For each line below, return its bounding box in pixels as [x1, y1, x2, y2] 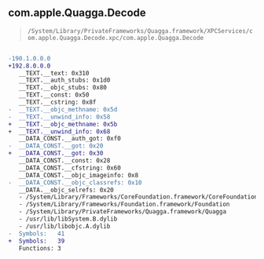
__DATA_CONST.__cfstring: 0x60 [18, 164, 122, 172]
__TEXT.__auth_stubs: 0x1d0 [18, 76, 111, 85]
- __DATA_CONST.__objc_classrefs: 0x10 [8, 178, 143, 187]
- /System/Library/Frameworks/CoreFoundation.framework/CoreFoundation [18, 193, 258, 201]
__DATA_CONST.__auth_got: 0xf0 [18, 135, 122, 143]
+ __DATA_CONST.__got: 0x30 [8, 149, 104, 158]
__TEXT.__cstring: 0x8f [18, 98, 97, 107]
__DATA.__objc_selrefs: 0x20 [18, 186, 114, 194]
